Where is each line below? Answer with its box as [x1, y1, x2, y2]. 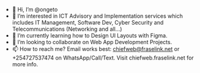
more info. [12, 61, 39, 67]
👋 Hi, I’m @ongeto [12, 6, 58, 13]
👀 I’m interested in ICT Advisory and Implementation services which [12, 12, 183, 20]
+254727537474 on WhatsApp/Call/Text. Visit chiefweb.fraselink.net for [12, 54, 194, 61]
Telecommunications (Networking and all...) [12, 25, 122, 33]
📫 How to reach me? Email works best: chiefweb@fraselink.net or [12, 45, 180, 52]
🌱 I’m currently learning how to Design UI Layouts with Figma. [12, 32, 168, 39]
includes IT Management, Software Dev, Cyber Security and [12, 19, 164, 26]
